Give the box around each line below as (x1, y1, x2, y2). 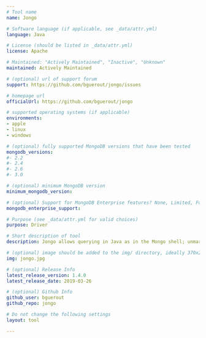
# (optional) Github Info (6, 289, 72, 295)
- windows (6, 132, 32, 138)
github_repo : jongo (6, 301, 56, 307)
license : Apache (6, 48, 48, 54)
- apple (6, 121, 26, 127)
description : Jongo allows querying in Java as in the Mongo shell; (6, 239, 185, 245)
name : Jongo (6, 15, 37, 21)
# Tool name (6, 9, 37, 15)
